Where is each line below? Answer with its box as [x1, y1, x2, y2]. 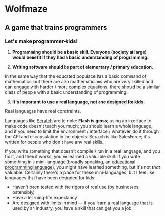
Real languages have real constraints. [5, 108, 81, 114]
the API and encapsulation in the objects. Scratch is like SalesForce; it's [5, 133, 150, 139]
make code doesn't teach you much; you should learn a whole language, [5, 123, 153, 129]
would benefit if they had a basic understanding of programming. [12, 54, 149, 60]
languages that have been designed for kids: [5, 174, 96, 180]
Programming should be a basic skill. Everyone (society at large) [12, 49, 147, 55]
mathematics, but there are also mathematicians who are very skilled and [5, 78, 154, 84]
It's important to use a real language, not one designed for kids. [12, 99, 145, 105]
